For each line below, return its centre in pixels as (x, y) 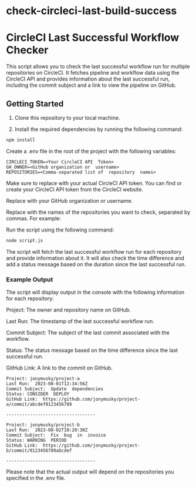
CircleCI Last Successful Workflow (93, 38)
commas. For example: (34, 218)
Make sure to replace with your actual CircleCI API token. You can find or (94, 183)
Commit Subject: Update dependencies (55, 389)
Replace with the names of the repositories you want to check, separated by (98, 212)
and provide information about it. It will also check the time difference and (95, 258)
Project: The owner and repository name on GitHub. (68, 310)
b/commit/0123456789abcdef (39, 451)
